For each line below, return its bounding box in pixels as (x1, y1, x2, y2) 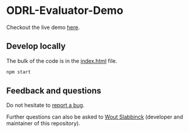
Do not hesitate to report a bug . (6, 102, 85, 109)
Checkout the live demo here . (6, 24, 80, 31)
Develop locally (6, 41, 66, 51)
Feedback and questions (6, 86, 102, 96)
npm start (6, 69, 31, 75)
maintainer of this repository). (6, 120, 81, 127)
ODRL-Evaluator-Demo (6, 4, 124, 18)
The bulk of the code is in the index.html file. (6, 57, 118, 64)
